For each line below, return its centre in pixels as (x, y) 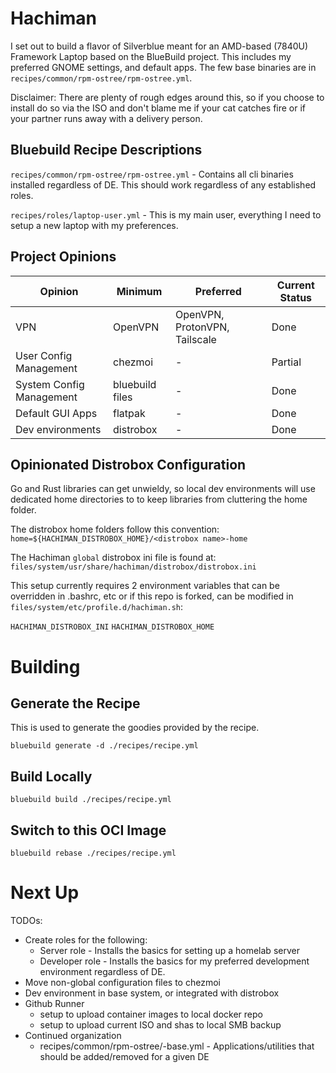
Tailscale (196, 339)
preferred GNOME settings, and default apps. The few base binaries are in (163, 67)
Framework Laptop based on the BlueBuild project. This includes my (151, 56)
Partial (286, 362)
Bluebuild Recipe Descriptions (106, 150)
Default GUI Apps (56, 413)
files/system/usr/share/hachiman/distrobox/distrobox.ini (133, 567)
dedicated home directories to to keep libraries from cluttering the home (159, 499)
